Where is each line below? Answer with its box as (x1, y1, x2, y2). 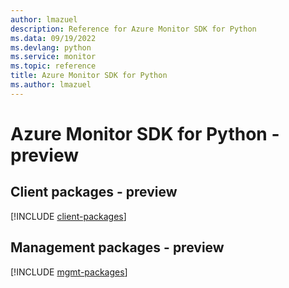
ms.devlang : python (10, 42, 92, 53)
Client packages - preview (10, 184, 178, 201)
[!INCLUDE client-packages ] (10, 210, 127, 222)
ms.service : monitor (10, 52, 97, 62)
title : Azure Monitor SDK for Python (10, 71, 168, 81)
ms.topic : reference (10, 61, 97, 71)
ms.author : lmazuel (10, 80, 92, 90)
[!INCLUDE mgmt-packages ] (10, 266, 128, 278)
